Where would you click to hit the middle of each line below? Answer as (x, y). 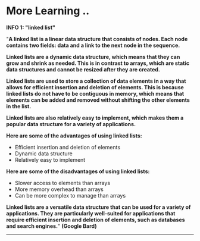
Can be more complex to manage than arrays (70, 195)
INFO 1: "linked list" (31, 27)
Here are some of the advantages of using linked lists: (74, 136)
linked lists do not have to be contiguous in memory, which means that (95, 93)
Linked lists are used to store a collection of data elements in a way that (96, 81)
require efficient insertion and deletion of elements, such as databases (96, 220)
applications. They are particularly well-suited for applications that (91, 213)
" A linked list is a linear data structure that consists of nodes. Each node (97, 39)
